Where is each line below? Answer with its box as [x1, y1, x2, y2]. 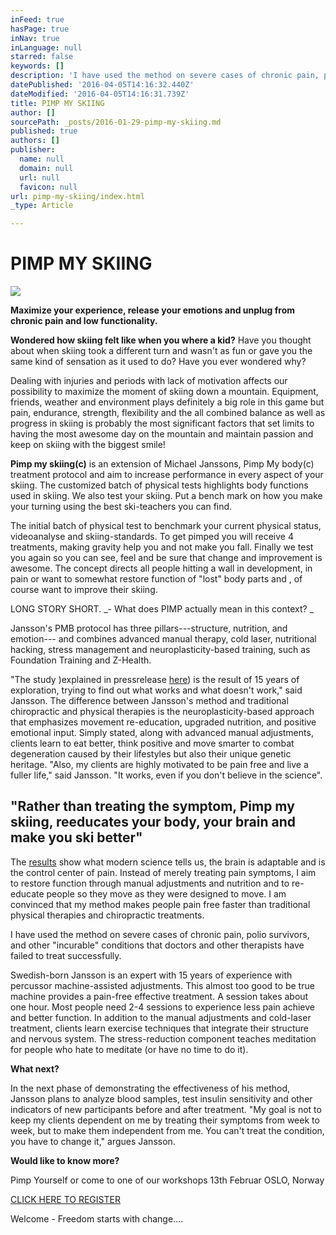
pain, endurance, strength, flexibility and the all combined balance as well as [10, 407, 326, 419]
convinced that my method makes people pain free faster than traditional [10, 898, 311, 910]
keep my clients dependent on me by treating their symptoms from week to [10, 1114, 320, 1126]
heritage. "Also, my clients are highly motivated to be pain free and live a [10, 759, 309, 771]
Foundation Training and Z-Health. [10, 654, 152, 666]
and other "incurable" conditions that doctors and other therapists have [10, 939, 305, 951]
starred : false [10, 52, 74, 62]
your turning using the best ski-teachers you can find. [10, 501, 233, 513]
